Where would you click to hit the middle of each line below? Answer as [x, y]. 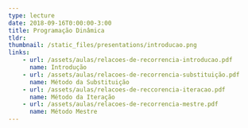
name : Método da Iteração [72, 97]
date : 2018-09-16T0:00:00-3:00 [60, 23]
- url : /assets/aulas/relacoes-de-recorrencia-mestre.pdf [120, 104]
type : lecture [32, 16]
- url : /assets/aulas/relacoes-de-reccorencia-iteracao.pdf [124, 89]
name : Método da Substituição [79, 82]
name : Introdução [58, 68]
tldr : [17, 38]
